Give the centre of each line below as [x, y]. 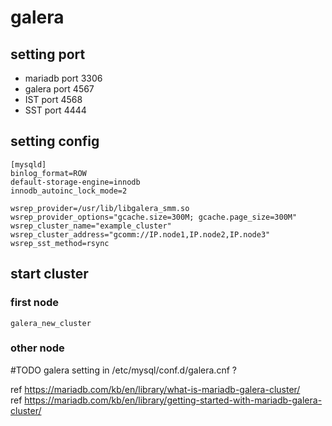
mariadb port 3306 [63, 78]
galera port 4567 [59, 89]
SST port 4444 [55, 110]
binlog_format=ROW [48, 173]
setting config [55, 141]
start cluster [49, 274]
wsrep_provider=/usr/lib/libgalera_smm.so [100, 208]
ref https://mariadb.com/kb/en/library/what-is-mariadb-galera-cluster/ [155, 389]
